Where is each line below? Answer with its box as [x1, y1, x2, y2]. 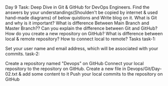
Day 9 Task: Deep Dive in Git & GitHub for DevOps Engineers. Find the [5, 4, 149, 10]
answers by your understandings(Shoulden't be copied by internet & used [5, 9, 158, 15]
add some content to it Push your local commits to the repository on [22, 71, 163, 77]
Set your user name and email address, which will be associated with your [5, 46, 158, 51]
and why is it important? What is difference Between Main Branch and [5, 20, 149, 26]
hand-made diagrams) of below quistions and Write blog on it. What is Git [5, 15, 157, 20]
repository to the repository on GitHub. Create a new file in [5, 66, 126, 72]
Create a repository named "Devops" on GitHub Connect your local [5, 61, 144, 66]
